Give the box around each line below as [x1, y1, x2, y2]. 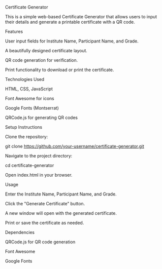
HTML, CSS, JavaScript [5, 86, 53, 92]
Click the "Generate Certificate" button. [5, 201, 85, 206]
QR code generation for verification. [5, 57, 78, 63]
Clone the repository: [5, 134, 48, 140]
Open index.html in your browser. [5, 172, 73, 178]
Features [5, 29, 23, 34]
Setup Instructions [5, 124, 43, 130]
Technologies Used [5, 77, 44, 82]
